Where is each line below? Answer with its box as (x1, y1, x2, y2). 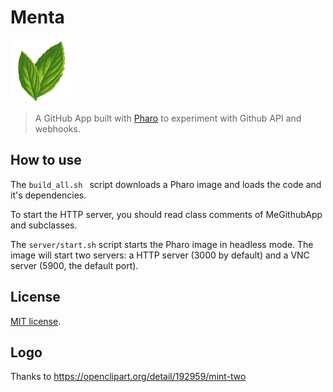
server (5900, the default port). (10, 259, 139, 271)
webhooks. (34, 122, 81, 135)
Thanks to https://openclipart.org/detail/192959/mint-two (10, 371, 247, 383)
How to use (10, 152, 82, 169)
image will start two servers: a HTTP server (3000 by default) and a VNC (10, 249, 310, 261)
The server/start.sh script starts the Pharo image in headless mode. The (10, 238, 314, 250)
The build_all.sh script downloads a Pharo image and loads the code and (10, 178, 322, 190)
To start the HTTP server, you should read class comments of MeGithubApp (10, 208, 323, 220)
